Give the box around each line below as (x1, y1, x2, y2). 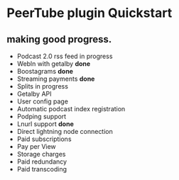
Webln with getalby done (16, 60, 91, 68)
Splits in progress (16, 82, 69, 90)
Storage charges (16, 150, 66, 158)
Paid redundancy (16, 157, 67, 166)
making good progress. (6, 33, 112, 45)
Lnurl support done (16, 120, 74, 128)
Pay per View (16, 142, 56, 150)
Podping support (16, 112, 67, 120)
